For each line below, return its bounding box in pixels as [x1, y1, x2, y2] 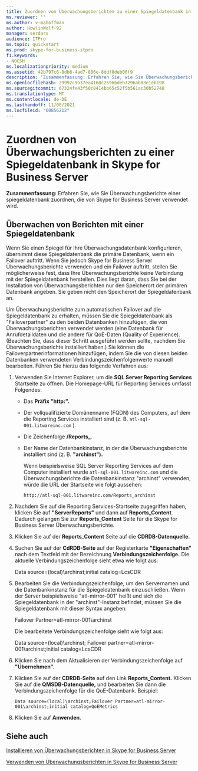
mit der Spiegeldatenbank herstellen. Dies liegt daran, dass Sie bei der [6, 275, 177, 283]
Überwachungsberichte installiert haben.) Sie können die [6, 343, 144, 351]
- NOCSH [6, 58, 25, 64]
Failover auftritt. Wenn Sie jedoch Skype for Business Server [6, 257, 153, 264]
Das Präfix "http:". [23, 398, 70, 405]
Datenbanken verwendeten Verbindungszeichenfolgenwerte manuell [6, 356, 173, 363]
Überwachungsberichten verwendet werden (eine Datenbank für [6, 325, 163, 332]
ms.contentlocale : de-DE [6, 96, 67, 102]
